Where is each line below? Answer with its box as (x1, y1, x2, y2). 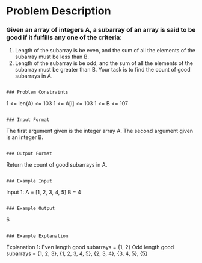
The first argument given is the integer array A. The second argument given (6, 128, 194, 135)
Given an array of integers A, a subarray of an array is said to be (6, 26, 196, 34)
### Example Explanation (6, 233, 69, 239)
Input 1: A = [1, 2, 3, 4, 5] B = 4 (6, 188, 81, 196)
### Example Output (6, 206, 55, 212)
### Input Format (6, 117, 50, 123)
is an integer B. (6, 134, 44, 141)
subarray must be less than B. (14, 53, 89, 61)
